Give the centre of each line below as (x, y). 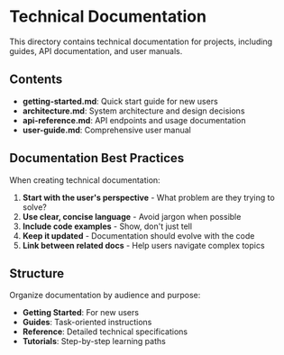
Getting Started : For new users (81, 313)
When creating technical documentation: (85, 180)
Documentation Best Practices (97, 158)
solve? (34, 207)
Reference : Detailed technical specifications (105, 332)
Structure (37, 273)
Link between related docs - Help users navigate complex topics (143, 245)
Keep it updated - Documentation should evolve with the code (138, 235)
